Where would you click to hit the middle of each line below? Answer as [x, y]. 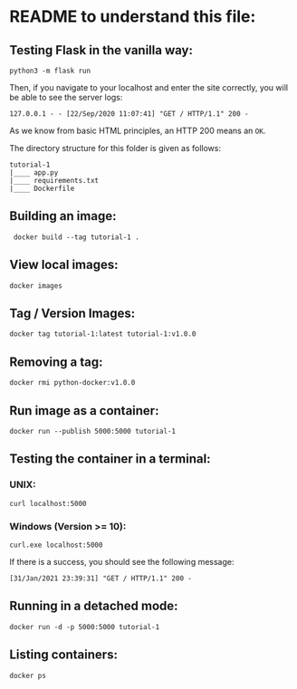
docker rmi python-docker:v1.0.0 [72, 383]
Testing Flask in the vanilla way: [101, 50]
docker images [36, 286]
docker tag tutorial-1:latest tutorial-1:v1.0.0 [103, 334]
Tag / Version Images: [72, 314]
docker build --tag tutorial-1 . [77, 237]
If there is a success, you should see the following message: [122, 562]
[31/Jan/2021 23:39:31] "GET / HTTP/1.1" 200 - [101, 579]
